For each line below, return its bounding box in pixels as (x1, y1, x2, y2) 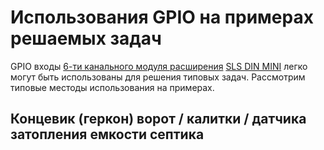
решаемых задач (10, 27, 162, 50)
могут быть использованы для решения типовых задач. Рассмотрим (10, 71, 306, 83)
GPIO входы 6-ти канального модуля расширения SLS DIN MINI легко (10, 60, 308, 72)
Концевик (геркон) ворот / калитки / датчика (10, 111, 307, 128)
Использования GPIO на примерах (10, 6, 314, 29)
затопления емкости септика (10, 126, 205, 143)
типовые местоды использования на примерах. (10, 81, 215, 93)
